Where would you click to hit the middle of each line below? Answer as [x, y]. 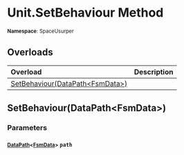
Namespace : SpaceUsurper [40, 31]
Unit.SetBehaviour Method [85, 13]
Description [154, 72]
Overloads [30, 52]
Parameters [27, 128]
